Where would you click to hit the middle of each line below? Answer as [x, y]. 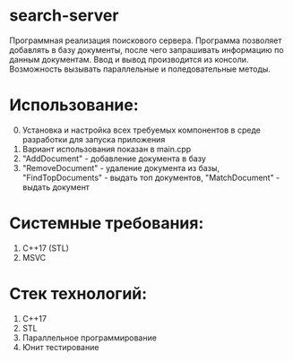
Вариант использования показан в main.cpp [107, 149]
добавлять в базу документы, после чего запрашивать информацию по [146, 49]
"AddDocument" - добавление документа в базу [114, 159]
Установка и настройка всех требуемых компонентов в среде [142, 130]
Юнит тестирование [60, 347]
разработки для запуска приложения [94, 139]
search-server [64, 16]
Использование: [74, 105]
